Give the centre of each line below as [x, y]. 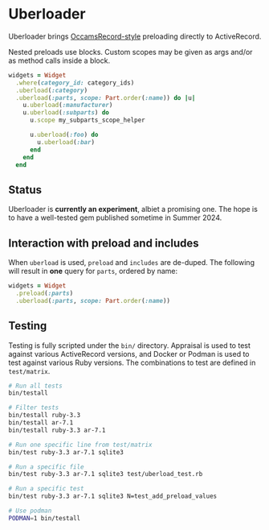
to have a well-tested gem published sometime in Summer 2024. [115, 217]
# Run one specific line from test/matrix [80, 445]
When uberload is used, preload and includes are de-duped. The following [132, 263]
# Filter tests [34, 408]
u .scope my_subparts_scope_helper [88, 120]
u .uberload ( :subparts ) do [66, 113]
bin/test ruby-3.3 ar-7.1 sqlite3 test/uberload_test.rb [106, 474]
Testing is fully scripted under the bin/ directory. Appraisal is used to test [130, 345]
